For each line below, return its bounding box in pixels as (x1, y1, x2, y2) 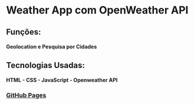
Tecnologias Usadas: (6, 60, 86, 70)
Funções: (6, 27, 41, 37)
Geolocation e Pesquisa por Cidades (6, 43, 97, 50)
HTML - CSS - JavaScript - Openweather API (6, 77, 118, 84)
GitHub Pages (6, 92, 47, 100)
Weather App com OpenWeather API (6, 4, 189, 17)
